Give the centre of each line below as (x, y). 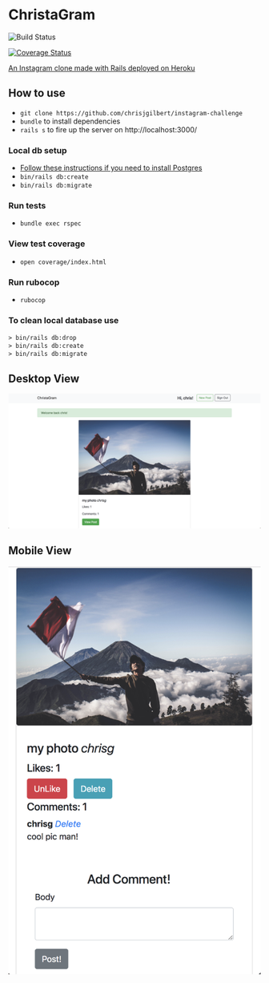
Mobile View (40, 551)
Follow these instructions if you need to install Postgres (111, 168)
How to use (37, 93)
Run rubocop (34, 282)
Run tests (27, 205)
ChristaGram (52, 15)
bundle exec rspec (50, 224)
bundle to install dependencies (70, 121)
